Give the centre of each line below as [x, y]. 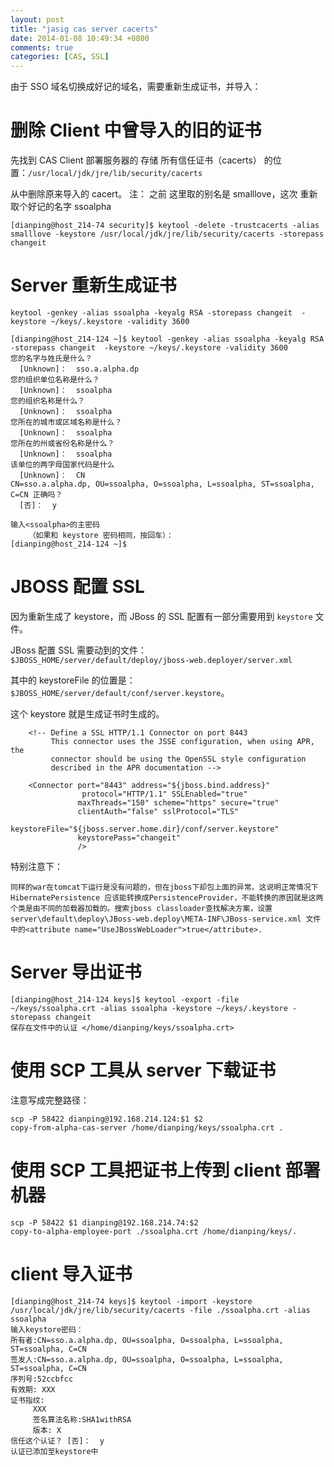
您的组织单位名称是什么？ [55, 380]
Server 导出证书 [76, 972]
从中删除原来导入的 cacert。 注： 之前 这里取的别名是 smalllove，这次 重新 [164, 194]
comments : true [42, 47]
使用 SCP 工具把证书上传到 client [146, 1170]
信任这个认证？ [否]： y [57, 1441]
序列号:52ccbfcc [42, 1379]
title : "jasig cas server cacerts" [84, 29]
